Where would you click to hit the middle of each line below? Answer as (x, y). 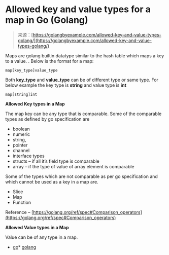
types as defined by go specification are (47, 119)
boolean (21, 129)
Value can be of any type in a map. (42, 237)
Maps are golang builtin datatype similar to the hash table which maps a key (85, 56)
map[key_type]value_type (31, 70)
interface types (28, 156)
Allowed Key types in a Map (35, 104)
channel (21, 150)
